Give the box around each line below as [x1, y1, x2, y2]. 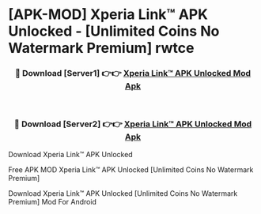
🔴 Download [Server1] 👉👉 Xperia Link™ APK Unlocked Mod [14, 68, 252, 79]
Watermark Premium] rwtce [8, 39, 195, 57]
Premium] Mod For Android [8, 197, 97, 206]
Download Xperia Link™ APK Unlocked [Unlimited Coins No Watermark [8, 188, 238, 198]
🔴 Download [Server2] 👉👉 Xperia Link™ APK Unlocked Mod [14, 118, 252, 130]
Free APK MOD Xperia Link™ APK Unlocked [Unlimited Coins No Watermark [8, 164, 254, 175]
